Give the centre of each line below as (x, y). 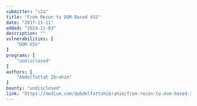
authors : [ (19, 72)
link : (13, 94)
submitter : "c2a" (27, 11)
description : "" (26, 34)
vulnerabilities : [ (30, 39)
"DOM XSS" (29, 45)
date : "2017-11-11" (30, 22)
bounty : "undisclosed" (34, 88)
